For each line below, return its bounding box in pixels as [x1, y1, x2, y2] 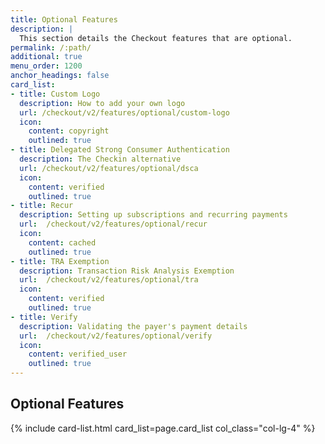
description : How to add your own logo [19, 98, 186, 108]
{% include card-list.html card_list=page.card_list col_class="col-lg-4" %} [10, 422, 316, 434]
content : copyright [28, 126, 110, 136]
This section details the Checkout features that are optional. [19, 33, 293, 43]
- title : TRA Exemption [10, 256, 110, 266]
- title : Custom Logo [10, 89, 101, 99]
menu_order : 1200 [10, 61, 83, 71]
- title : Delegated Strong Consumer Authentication [10, 145, 230, 155]
